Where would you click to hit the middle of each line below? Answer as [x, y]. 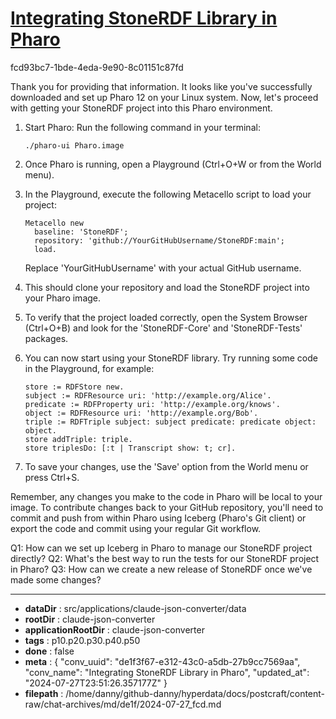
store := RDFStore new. [74, 387]
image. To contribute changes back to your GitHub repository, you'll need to [167, 507]
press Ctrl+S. [52, 477]
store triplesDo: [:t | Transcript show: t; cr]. [130, 448]
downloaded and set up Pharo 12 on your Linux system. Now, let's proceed [164, 97]
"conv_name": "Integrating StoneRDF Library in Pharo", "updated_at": [167, 672]
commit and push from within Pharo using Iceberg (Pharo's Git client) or [158, 518]
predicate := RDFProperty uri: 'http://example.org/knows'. [152, 404]
